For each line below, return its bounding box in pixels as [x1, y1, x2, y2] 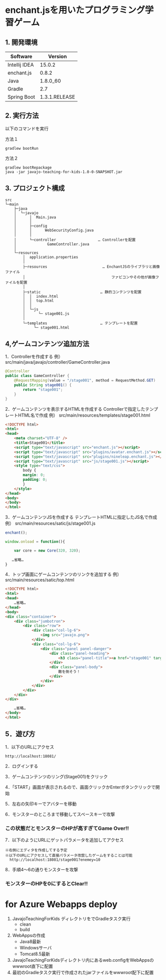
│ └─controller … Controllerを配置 [14, 237, 136, 242]
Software [10, 53, 33, 60]
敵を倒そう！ [58, 669, 81, 675]
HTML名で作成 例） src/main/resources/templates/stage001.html [18, 412, 151, 418]
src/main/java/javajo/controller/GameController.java [5, 359, 110, 365]
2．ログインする [5, 763, 39, 769]
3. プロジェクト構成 [5, 184, 65, 193]
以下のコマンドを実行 [5, 126, 48, 131]
